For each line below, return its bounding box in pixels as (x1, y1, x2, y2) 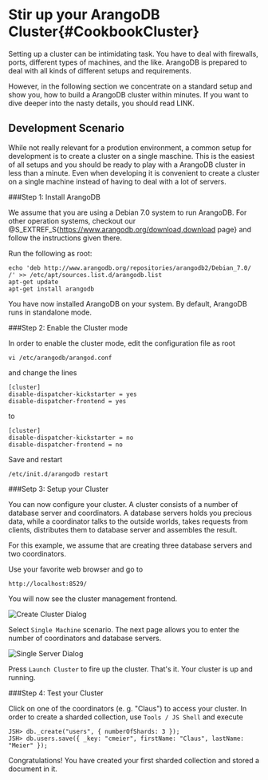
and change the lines (8, 367, 77, 377)
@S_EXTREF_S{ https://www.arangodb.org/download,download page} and (8, 224, 252, 234)
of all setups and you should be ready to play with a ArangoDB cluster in (8, 160, 246, 169)
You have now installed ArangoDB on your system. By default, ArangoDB (8, 299, 247, 308)
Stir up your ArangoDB (8, 6, 161, 24)
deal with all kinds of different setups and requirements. (8, 65, 191, 75)
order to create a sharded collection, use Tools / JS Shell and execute (8, 712, 243, 722)
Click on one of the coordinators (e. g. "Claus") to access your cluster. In (8, 703, 247, 713)
